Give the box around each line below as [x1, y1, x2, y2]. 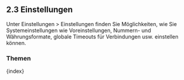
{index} [6, 68, 24, 75]
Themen [6, 54, 31, 62]
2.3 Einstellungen [6, 5, 73, 15]
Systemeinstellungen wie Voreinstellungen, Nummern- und [6, 27, 151, 34]
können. [6, 39, 26, 46]
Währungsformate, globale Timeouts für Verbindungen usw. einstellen [6, 33, 179, 40]
